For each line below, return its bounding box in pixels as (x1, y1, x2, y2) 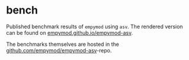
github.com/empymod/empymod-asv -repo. (6, 46, 112, 54)
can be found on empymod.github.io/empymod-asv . (6, 29, 133, 36)
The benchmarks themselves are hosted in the (6, 41, 119, 48)
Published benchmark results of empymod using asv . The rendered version (6, 23, 183, 30)
